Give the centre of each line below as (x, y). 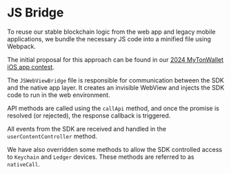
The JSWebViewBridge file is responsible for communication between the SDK (115, 80)
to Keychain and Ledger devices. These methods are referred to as (101, 157)
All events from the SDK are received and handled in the (87, 129)
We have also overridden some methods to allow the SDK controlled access (115, 149)
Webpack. (22, 46)
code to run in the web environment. (59, 95)
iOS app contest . (31, 67)
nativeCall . (23, 164)
